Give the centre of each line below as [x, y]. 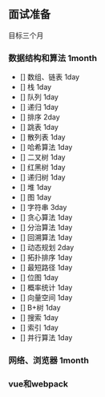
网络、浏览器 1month [49, 361]
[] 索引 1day [39, 328]
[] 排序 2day [40, 117]
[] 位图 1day [39, 277]
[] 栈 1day [36, 87]
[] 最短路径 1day [46, 268]
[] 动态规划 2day [47, 248]
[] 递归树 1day [42, 177]
